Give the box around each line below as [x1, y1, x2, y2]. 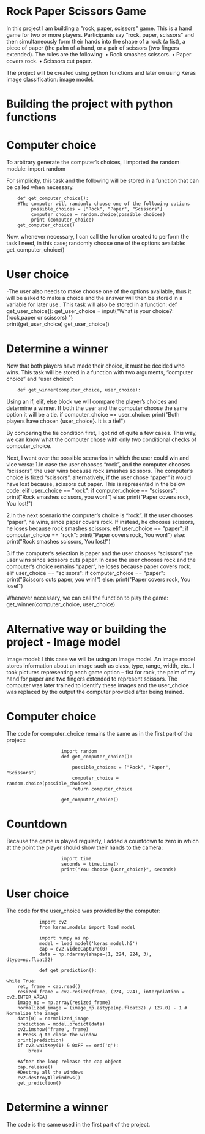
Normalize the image [6, 1010, 59, 1016]
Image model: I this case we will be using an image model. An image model [6, 655, 196, 663]
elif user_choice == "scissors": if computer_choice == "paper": [6, 569, 165, 576]
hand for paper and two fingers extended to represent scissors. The [6, 675, 177, 682]
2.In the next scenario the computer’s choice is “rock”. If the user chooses [6, 511, 193, 519]
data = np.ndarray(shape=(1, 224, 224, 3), [39, 951, 152, 957]
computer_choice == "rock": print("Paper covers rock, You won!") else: [6, 531, 186, 538]
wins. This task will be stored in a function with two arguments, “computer [6, 368, 193, 376]
